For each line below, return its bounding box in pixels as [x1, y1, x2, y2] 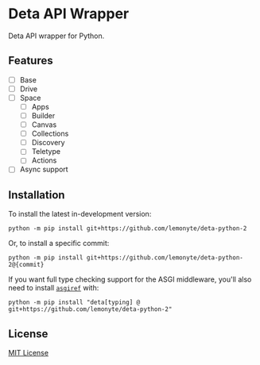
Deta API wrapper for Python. [8, 31, 105, 40]
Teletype [31, 147, 61, 156]
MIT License [8, 348, 49, 358]
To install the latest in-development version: [8, 209, 152, 219]
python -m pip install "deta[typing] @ [8, 298, 141, 306]
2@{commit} [8, 261, 45, 269]
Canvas [31, 120, 57, 129]
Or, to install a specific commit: [8, 239, 110, 248]
